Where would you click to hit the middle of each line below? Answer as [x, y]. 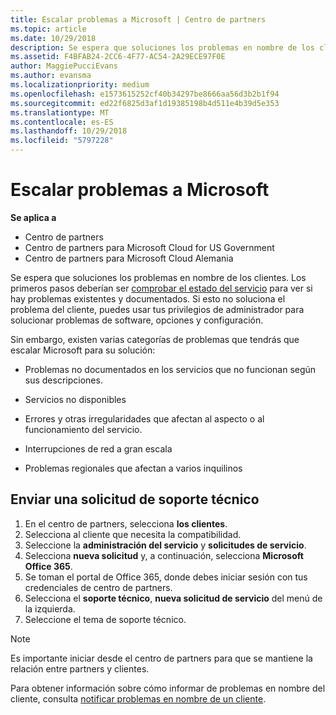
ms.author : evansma [51, 76]
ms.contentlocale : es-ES [62, 122]
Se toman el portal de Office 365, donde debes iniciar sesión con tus [166, 577]
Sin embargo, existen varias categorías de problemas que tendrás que [155, 339]
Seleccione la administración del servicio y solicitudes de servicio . [165, 545]
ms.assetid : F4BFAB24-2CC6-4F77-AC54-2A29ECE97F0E [118, 57]
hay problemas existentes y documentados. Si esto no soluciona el [148, 298]
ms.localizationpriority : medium [80, 85]
